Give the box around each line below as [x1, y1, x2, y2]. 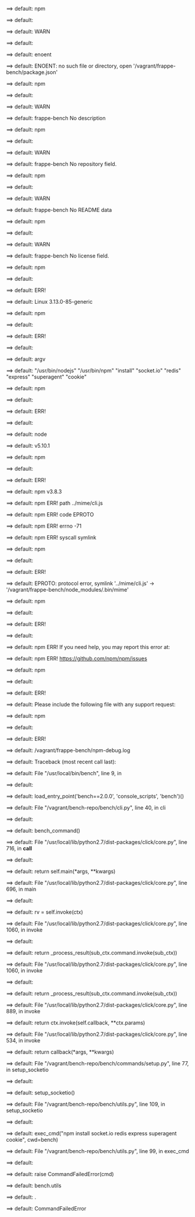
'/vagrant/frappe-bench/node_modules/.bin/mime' [6, 586, 129, 593]
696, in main [6, 885, 37, 892]
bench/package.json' [6, 69, 58, 76]
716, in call [6, 845, 32, 852]
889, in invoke [6, 1008, 41, 1014]
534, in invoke [6, 1037, 41, 1044]
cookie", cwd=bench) [6, 1136, 58, 1143]
